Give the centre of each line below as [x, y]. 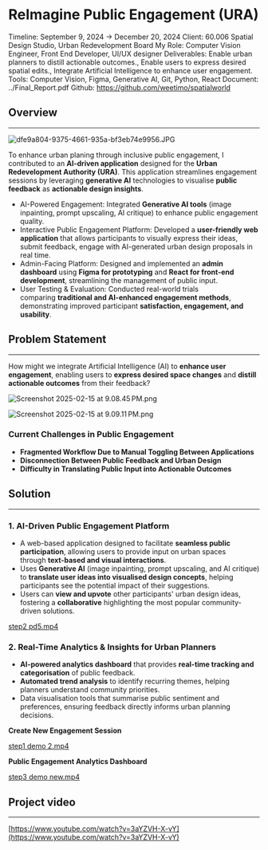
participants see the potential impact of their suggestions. [114, 585]
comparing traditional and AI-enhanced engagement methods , [125, 297]
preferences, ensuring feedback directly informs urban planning [125, 706]
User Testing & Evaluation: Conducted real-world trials [109, 289]
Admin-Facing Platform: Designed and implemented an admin [121, 263]
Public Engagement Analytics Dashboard [78, 761]
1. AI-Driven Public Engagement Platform [89, 525]
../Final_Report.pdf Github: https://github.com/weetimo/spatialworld [120, 87]
